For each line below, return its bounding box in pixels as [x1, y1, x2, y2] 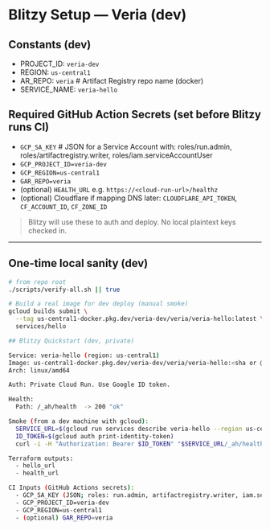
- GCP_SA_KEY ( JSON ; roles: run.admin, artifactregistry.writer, [15, 491, 239, 499]
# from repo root [8, 277, 67, 286]
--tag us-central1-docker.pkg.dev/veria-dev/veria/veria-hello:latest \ [15, 315, 264, 323]
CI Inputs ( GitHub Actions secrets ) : [8, 484, 135, 492]
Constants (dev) [8, 38, 92, 51]
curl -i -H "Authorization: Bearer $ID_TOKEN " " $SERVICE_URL [15, 440, 225, 448]
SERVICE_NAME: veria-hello [19, 84, 118, 94]
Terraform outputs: [8, 454, 74, 462]
